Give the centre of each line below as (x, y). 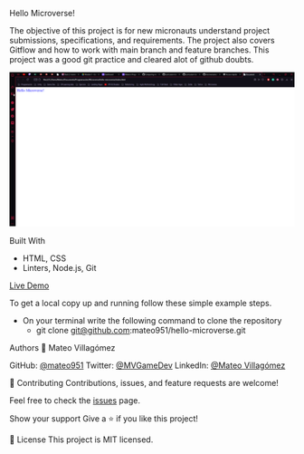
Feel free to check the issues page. (75, 401)
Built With (27, 241)
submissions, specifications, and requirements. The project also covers (142, 40)
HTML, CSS (44, 258)
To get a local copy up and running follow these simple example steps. (141, 304)
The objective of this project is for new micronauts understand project (140, 30)
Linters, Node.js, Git (59, 268)
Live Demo (29, 285)
